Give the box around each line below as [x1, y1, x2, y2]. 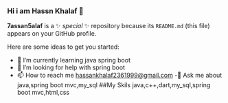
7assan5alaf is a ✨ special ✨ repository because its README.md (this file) [7, 22, 211, 30]
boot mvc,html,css [16, 89, 70, 97]
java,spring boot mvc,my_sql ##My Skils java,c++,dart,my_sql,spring [16, 81, 211, 89]
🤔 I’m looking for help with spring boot [16, 63, 126, 71]
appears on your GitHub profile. [7, 30, 97, 38]
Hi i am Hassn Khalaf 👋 [7, 6, 84, 16]
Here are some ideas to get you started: [7, 43, 120, 51]
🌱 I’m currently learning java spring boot [16, 56, 130, 65]
